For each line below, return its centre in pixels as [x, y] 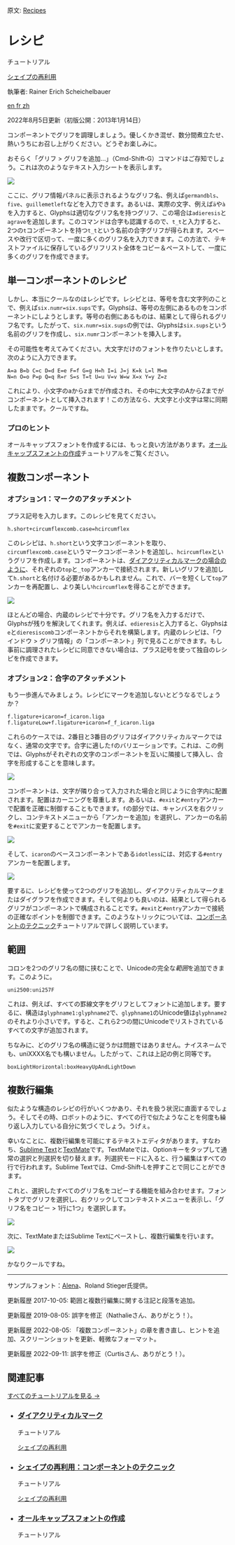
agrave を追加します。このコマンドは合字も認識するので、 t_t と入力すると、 [116, 221]
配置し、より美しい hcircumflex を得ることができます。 [116, 586]
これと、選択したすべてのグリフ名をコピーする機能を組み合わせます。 [108, 1190]
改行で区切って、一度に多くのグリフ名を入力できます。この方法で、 [117, 239]
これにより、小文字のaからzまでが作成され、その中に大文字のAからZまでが [116, 390]
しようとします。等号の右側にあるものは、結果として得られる [126, 316]
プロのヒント [29, 428]
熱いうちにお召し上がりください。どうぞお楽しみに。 [84, 143]
